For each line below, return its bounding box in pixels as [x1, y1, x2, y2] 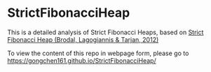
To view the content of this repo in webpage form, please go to [7, 49, 189, 57]
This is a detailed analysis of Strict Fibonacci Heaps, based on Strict [7, 28, 204, 36]
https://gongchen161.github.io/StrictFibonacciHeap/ [7, 56, 156, 64]
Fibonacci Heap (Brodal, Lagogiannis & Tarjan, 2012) [7, 35, 159, 43]
